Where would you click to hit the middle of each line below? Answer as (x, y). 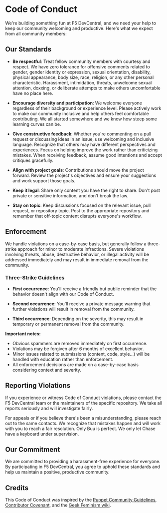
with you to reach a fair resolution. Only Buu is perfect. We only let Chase (80, 429)
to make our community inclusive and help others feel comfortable (81, 113)
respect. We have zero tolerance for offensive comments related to (81, 66)
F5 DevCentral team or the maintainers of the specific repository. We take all (83, 403)
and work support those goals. (44, 180)
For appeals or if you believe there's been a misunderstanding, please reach (83, 418)
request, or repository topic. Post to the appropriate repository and (81, 210)
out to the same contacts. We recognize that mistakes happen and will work (83, 423)
